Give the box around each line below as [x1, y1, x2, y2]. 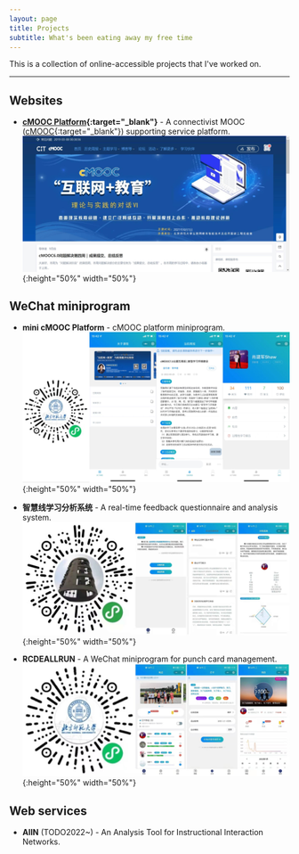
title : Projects [9, 23, 69, 33]
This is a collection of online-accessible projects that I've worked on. [9, 59, 262, 70]
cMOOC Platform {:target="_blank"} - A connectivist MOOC [21, 117, 246, 127]
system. [21, 513, 52, 523]
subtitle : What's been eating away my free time [9, 33, 193, 42]
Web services [9, 803, 87, 818]
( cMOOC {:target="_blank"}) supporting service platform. [21, 126, 230, 137]
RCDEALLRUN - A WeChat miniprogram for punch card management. [21, 653, 278, 664]
